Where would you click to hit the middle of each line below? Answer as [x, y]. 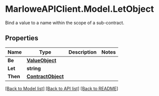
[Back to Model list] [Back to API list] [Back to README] [62, 88]
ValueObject [41, 60]
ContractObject [45, 76]
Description [82, 52]
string [34, 68]
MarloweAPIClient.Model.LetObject [79, 9]
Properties [22, 38]
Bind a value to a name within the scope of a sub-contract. [65, 23]
